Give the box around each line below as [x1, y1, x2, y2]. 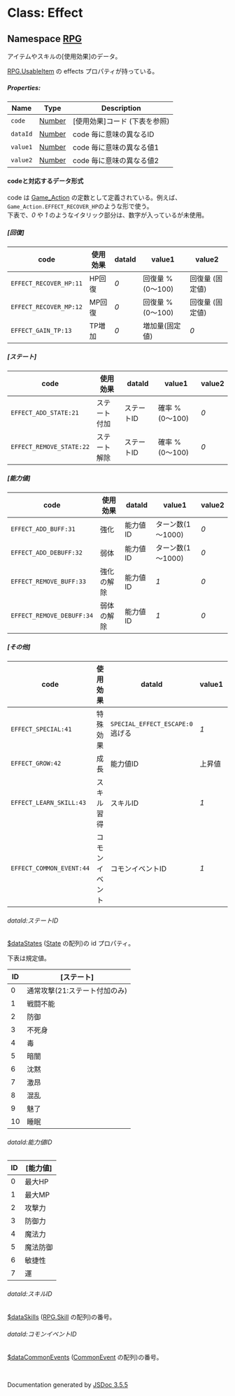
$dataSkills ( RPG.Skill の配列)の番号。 [7, 1313, 116, 1321]
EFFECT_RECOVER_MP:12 [10, 303, 83, 311]
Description [101, 103, 141, 113]
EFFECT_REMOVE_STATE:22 [10, 443, 90, 451]
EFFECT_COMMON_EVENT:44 [10, 864, 90, 872]
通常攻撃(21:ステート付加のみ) [27, 986, 128, 996]
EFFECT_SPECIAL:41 [10, 725, 72, 734]
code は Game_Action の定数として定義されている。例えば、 [7, 194, 182, 202]
